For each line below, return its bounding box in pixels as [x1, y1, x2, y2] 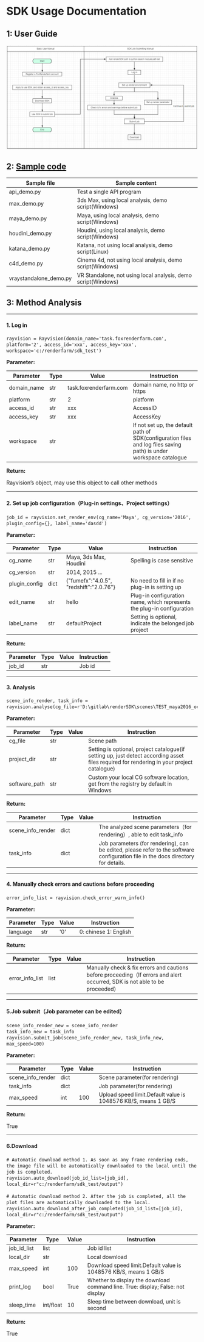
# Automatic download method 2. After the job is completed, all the [6, 1193, 186, 1199]
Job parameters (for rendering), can [98, 840, 189, 847]
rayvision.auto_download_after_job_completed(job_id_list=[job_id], [6, 1205, 183, 1211]
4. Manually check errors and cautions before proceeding [6, 880, 155, 888]
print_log [8, 1283, 32, 1290]
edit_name [8, 598, 35, 606]
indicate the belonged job [130, 620, 194, 627]
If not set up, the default [132, 421, 193, 428]
